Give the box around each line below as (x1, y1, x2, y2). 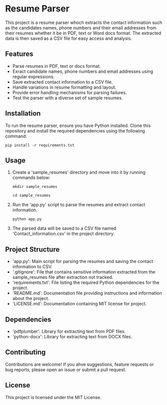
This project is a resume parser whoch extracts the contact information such (5, 19, 163, 25)
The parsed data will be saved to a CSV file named (12, 225, 117, 232)
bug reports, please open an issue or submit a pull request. (5, 367, 127, 373)
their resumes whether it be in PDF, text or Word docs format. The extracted (5, 30, 162, 36)
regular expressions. (12, 73, 55, 80)
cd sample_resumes (12, 193, 51, 198)
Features (5, 50, 33, 58)
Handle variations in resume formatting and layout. (12, 84, 117, 90)
